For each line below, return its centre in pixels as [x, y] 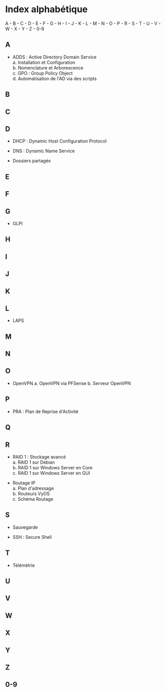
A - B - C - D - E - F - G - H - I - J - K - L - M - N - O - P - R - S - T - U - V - [83, 23]
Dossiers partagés [32, 161]
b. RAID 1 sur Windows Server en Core [52, 467]
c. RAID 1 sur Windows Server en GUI [51, 473]
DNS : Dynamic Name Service [43, 151]
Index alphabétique [47, 9]
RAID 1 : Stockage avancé [39, 457]
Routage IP [24, 482]
